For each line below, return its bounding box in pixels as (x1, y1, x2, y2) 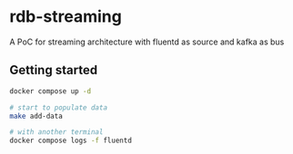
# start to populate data (9, 102, 107, 112)
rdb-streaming (9, 6, 123, 27)
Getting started (9, 63, 98, 78)
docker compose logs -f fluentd (9, 136, 132, 146)
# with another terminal (9, 128, 104, 137)
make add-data (9, 111, 64, 120)
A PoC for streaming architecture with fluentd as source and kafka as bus (9, 36, 285, 47)
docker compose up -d (9, 86, 92, 96)
